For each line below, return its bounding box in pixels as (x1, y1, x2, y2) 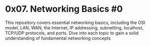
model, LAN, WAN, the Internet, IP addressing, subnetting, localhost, (5, 24, 144, 30)
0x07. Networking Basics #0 (5, 3, 123, 15)
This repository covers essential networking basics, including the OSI (5, 20, 146, 25)
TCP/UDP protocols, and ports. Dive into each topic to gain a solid (5, 30, 139, 36)
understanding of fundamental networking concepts (5, 35, 111, 41)
